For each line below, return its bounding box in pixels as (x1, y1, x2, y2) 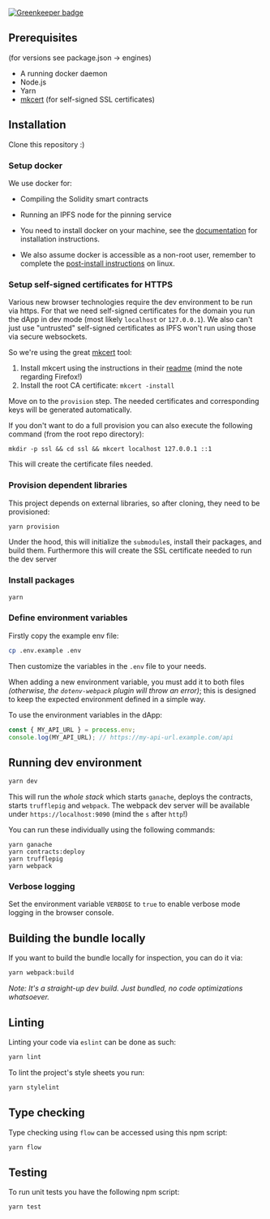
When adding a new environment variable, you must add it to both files (8, 677, 245, 687)
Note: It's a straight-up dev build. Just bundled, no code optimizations (8, 983, 243, 993)
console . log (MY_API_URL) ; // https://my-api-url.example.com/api (8, 733, 234, 741)
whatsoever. (8, 992, 50, 1002)
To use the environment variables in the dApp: (8, 709, 163, 719)
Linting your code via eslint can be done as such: (8, 1037, 177, 1047)
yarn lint (8, 1052, 42, 1061)
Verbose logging (8, 881, 75, 892)
